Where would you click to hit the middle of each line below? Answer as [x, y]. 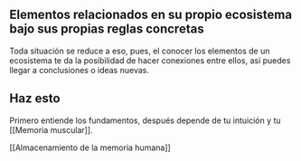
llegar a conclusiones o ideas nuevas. [79, 70]
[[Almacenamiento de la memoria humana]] [90, 147]
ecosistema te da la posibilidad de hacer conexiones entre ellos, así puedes [150, 60]
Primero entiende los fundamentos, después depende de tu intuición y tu [146, 120]
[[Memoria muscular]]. [51, 129]
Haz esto [35, 99]
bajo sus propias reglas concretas [107, 29]
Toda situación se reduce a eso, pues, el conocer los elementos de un [140, 51]
